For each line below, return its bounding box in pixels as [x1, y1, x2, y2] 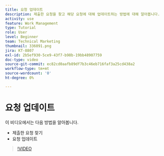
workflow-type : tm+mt [5, 67, 50, 71]
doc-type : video [5, 57, 38, 62]
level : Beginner [5, 35, 38, 40]
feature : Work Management [5, 21, 58, 26]
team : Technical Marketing [5, 39, 60, 44]
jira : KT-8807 [5, 48, 34, 53]
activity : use [5, 16, 34, 21]
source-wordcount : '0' [5, 71, 52, 76]
